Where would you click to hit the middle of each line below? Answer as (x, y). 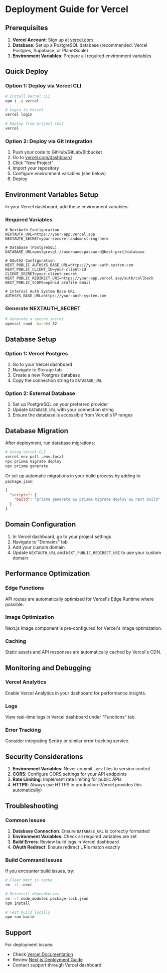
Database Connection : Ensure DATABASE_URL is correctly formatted (81, 831)
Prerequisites (27, 28)
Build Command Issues (34, 860)
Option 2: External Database (40, 393)
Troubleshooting (32, 806)
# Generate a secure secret (35, 319)
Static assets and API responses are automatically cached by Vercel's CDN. (83, 652)
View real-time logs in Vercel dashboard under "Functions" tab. (71, 717)
